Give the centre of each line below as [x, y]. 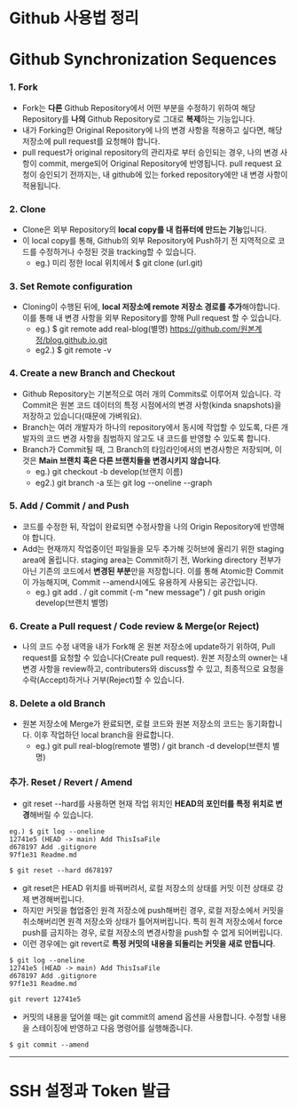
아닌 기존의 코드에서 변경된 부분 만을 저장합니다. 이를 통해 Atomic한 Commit [153, 570]
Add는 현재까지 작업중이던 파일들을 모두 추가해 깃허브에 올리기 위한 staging [153, 548]
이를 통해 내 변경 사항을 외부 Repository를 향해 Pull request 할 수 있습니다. [152, 318]
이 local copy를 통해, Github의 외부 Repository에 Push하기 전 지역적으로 [149, 240]
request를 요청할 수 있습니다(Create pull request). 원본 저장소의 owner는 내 [155, 657]
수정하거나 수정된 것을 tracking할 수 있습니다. [118, 251]
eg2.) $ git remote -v [74, 350]
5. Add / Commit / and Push [69, 506]
